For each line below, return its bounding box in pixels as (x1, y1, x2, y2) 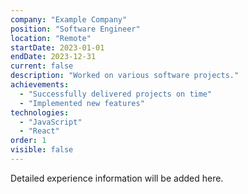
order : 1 (10, 136, 47, 146)
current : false (10, 61, 74, 71)
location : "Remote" (10, 33, 92, 43)
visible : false (10, 145, 74, 155)
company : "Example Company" (10, 14, 128, 25)
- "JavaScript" (19, 117, 83, 127)
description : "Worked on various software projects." (10, 71, 240, 81)
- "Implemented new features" (19, 98, 145, 108)
